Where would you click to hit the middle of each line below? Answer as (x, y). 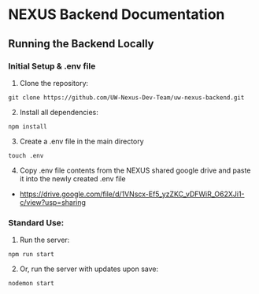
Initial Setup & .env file (52, 66)
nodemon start (31, 284)
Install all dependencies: (59, 112)
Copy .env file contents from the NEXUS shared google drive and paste (135, 170)
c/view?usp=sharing (53, 202)
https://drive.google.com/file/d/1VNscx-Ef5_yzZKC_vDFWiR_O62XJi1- (132, 194)
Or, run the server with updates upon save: (89, 269)
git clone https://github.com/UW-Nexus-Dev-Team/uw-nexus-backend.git (126, 97)
